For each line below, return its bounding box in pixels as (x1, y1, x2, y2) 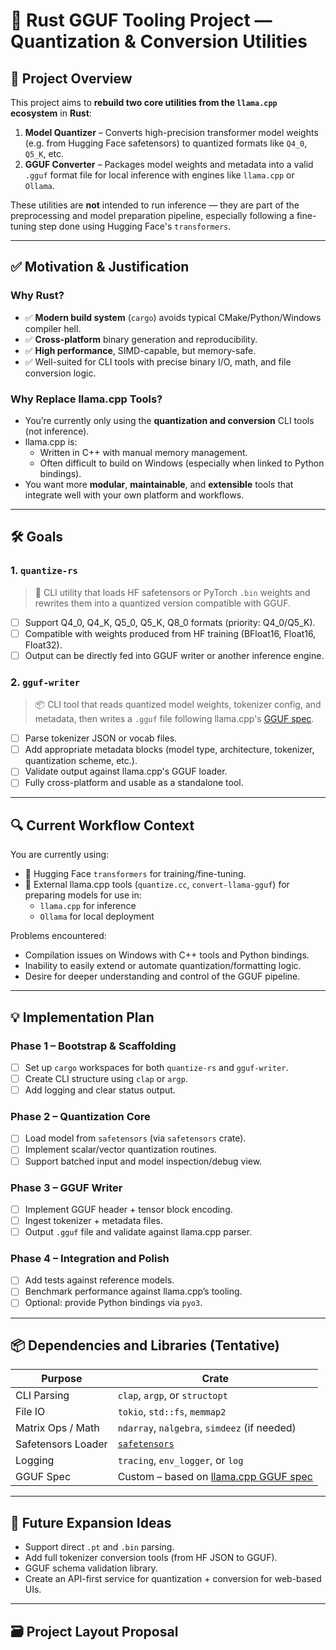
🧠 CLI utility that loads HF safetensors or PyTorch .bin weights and (34, 586, 311, 598)
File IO (15, 1405, 46, 1419)
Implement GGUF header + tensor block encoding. (24, 1203, 233, 1215)
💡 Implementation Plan (10, 1009, 155, 1026)
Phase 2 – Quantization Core (10, 1110, 151, 1124)
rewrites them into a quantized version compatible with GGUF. (34, 597, 291, 609)
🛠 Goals (10, 529, 64, 546)
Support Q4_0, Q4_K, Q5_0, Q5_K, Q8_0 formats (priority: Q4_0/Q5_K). (24, 616, 316, 628)
